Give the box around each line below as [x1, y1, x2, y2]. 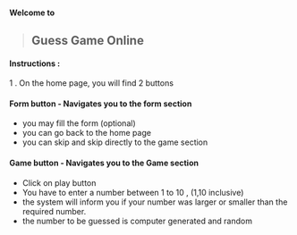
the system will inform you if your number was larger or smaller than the [21, 197, 288, 207]
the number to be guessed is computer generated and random [21, 215, 253, 226]
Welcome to [9, 7, 55, 18]
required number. [21, 206, 87, 216]
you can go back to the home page [21, 128, 152, 138]
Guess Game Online [30, 32, 145, 48]
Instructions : [9, 58, 61, 69]
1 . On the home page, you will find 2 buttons [9, 78, 174, 88]
